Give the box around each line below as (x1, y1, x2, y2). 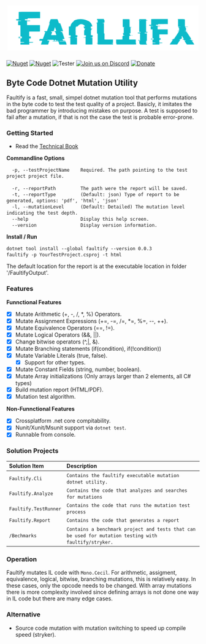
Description (66, 462, 97, 470)
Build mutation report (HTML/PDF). (15, 386, 104, 394)
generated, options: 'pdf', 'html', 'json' (6, 198, 120, 204)
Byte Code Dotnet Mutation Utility (6, 77, 138, 88)
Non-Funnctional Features (6, 405, 75, 413)
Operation (6, 554, 37, 563)
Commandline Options (6, 155, 65, 162)
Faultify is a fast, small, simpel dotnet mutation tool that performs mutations (6, 94, 197, 101)
